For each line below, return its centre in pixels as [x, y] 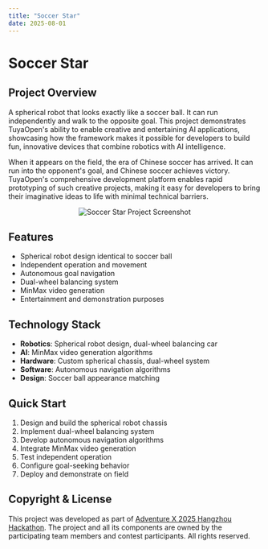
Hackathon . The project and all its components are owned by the [115, 527]
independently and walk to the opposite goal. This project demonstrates [127, 121]
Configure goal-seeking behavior [75, 465]
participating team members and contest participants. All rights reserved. [129, 535]
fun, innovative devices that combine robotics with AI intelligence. [117, 147]
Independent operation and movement [83, 265]
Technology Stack [55, 324]
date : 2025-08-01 [37, 23]
